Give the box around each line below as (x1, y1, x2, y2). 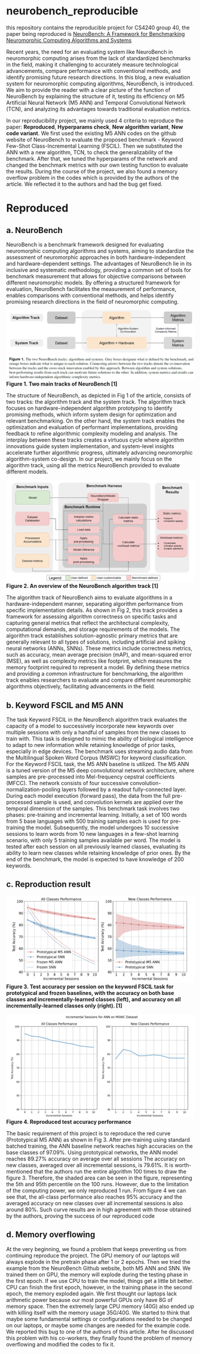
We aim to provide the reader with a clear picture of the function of (6, 86, 171, 93)
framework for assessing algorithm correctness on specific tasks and (6, 613, 177, 620)
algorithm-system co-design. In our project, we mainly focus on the (6, 455, 172, 462)
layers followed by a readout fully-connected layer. (61, 786, 187, 793)
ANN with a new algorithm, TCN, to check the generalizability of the (6, 148, 173, 156)
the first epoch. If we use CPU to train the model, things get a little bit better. (6, 1277, 194, 1284)
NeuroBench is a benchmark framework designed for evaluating (6, 241, 164, 248)
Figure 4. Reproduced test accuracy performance (6, 1118, 131, 1125)
